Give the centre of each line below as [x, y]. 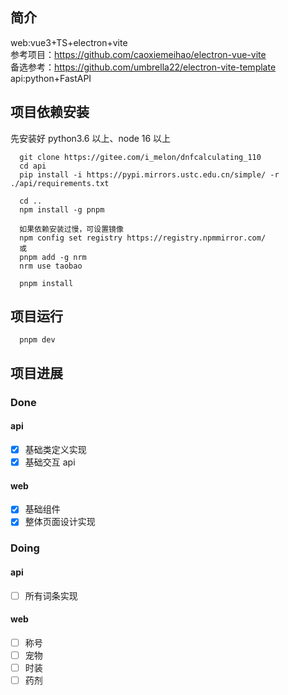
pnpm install [46, 283]
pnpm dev [37, 340]
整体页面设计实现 [60, 522]
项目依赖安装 [50, 112]
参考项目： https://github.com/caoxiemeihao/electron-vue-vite [138, 54]
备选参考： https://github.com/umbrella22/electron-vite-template [143, 67]
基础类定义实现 [55, 449]
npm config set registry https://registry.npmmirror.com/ [143, 238]
